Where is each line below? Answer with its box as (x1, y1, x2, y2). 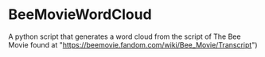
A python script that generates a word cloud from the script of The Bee (8, 32, 241, 41)
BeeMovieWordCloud (8, 6, 153, 24)
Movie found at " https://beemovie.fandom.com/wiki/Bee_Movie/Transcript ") (8, 40, 258, 49)
